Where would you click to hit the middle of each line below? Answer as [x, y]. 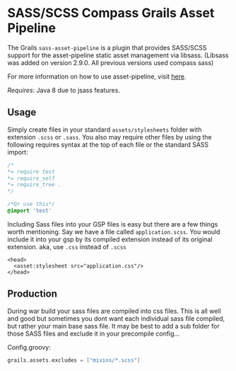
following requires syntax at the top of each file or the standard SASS [108, 144]
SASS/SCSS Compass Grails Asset [111, 13]
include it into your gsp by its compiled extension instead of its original [110, 239]
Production [33, 294]
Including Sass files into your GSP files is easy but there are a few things [113, 224]
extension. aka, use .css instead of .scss [67, 246]
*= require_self [31, 178]
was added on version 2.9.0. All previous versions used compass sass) [111, 62]
